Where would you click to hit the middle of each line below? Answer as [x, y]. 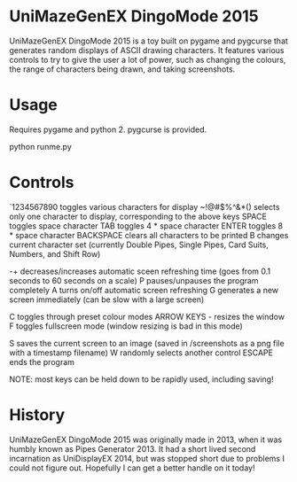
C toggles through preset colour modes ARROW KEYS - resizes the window [147, 316]
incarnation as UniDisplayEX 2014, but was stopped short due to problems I [147, 458]
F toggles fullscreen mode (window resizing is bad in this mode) [126, 326]
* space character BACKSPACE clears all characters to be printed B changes [149, 235]
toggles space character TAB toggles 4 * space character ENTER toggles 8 [146, 225]
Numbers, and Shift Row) [55, 253]
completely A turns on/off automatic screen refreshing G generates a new [144, 290]
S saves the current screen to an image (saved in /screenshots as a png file [147, 343]
